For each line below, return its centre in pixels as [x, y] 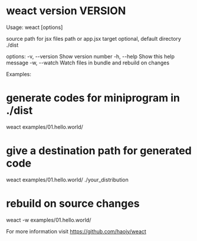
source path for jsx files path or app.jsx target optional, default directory [94, 38]
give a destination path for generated [99, 151]
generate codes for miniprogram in [93, 98]
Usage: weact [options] [35, 27]
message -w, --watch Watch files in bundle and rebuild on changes [88, 63]
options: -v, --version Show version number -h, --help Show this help [91, 56]
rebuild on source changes [73, 203]
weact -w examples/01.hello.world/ [49, 220]
